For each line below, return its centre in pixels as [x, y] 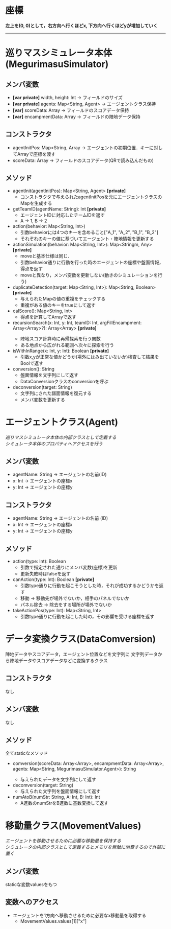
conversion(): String [34, 369]
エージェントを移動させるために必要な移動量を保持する [63, 841]
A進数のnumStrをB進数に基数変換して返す [64, 803]
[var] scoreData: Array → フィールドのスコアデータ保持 [71, 110]
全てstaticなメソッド [27, 753]
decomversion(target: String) [43, 785]
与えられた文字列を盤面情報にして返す [60, 791]
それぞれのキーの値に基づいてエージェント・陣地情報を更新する [87, 239]
